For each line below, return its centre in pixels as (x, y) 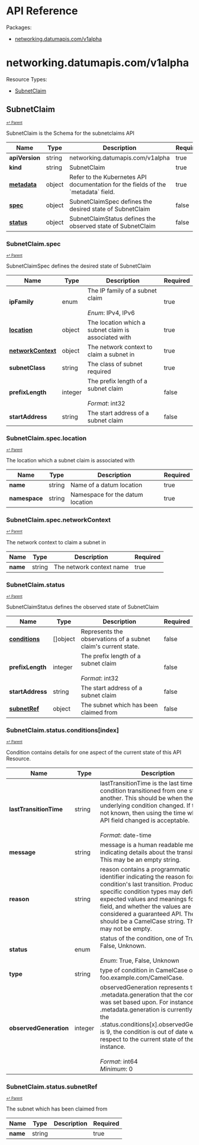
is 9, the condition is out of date (144, 1032)
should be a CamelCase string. (142, 921)
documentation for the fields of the (118, 184)
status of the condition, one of (142, 938)
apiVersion (25, 157)
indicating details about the (138, 852)
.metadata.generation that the (141, 995)
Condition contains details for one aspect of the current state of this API (94, 753)
